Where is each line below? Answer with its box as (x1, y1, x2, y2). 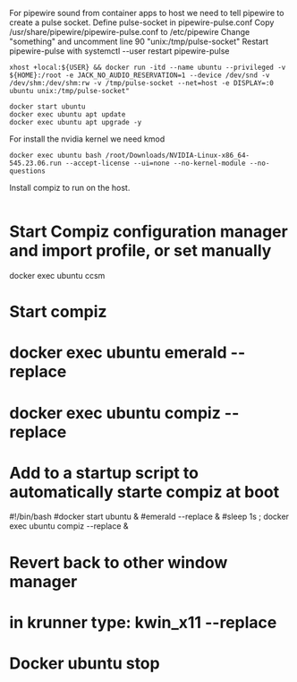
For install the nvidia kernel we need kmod (9, 134, 165, 144)
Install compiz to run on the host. (9, 183, 131, 193)
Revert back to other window (9, 552, 228, 573)
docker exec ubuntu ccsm (9, 270, 106, 281)
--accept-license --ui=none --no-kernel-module (65, 159, 246, 168)
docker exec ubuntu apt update (9, 110, 126, 119)
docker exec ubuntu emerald (9, 342, 227, 363)
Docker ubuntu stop (9, 653, 160, 673)
